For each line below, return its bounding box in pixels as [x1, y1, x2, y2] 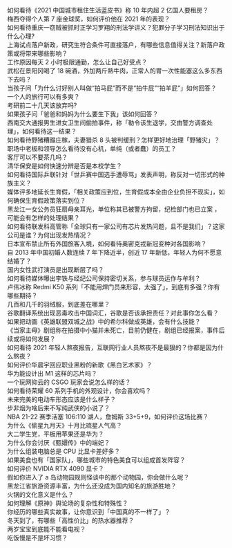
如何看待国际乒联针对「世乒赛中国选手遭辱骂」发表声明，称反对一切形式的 [7, 170, 219, 179]
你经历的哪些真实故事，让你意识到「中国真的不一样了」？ [7, 508, 171, 515]
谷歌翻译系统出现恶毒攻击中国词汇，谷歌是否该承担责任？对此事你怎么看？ [7, 309, 219, 317]
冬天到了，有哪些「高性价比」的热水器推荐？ [7, 516, 135, 524]
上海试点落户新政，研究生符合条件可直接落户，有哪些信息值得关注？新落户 [7, 41, 219, 48]
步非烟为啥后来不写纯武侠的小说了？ [7, 404, 110, 412]
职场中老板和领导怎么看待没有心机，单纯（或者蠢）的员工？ [7, 145, 177, 152]
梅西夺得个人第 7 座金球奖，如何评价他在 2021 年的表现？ [7, 15, 171, 23]
